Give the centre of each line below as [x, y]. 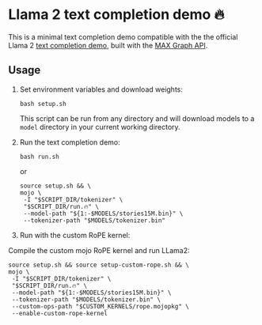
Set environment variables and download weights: [101, 89]
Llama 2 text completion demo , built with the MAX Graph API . [108, 45]
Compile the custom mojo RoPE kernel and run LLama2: [99, 250]
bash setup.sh [43, 104]
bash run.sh [39, 157]
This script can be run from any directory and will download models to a [137, 118]
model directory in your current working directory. [100, 127]
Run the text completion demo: [70, 142]
